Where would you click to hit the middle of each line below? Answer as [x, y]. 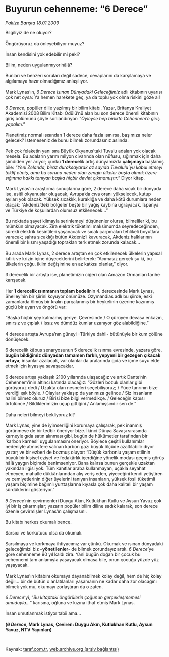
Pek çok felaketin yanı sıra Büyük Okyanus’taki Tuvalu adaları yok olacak [81, 151]
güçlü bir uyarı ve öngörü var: [36, 307]
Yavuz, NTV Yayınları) [29, 629]
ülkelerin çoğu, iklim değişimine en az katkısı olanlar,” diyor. [67, 264]
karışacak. [16, 280]
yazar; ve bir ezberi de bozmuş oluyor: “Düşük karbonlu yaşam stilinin [78, 452]
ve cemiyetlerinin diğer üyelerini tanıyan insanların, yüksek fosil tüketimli [80, 479]
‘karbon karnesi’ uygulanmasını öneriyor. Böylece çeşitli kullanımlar [75, 441]
